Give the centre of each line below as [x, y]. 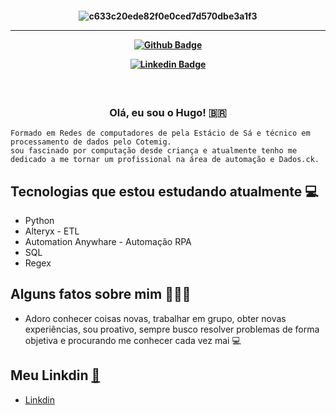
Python [39, 221]
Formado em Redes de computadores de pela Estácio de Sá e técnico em [160, 133]
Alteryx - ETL [52, 231]
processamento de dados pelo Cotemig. [91, 142]
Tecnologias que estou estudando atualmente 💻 [164, 191]
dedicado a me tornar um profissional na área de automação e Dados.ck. [165, 160]
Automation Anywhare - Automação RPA [108, 242]
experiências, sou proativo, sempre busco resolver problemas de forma [172, 329]
